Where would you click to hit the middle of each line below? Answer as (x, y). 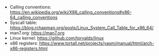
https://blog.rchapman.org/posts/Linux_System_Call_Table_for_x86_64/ (82, 28)
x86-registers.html (29, 48)
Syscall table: (23, 22)
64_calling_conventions (33, 17)
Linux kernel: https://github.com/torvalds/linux (57, 38)
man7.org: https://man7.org (37, 33)
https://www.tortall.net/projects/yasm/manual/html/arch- (97, 43)
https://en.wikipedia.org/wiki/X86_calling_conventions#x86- (71, 12)
